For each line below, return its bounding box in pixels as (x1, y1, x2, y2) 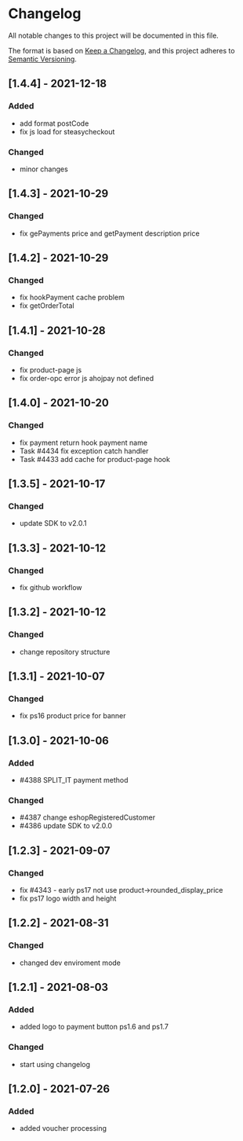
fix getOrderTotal (19, 301, 74, 310)
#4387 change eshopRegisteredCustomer (19, 813, 155, 822)
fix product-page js (19, 365, 82, 374)
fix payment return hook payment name (19, 438, 147, 447)
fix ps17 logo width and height (19, 893, 117, 904)
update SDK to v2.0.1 (19, 519, 87, 528)
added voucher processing (19, 1124, 107, 1133)
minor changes (19, 164, 68, 174)
